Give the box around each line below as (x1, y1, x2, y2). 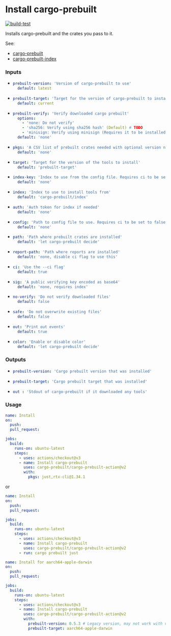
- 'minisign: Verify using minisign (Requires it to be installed (22, 130, 166, 135)
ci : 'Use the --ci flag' (12, 265, 66, 270)
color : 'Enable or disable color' (12, 339, 86, 344)
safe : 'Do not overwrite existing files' (12, 310, 102, 315)
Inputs (5, 68, 22, 75)
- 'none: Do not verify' (22, 120, 75, 126)
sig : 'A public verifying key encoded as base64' (12, 279, 121, 284)
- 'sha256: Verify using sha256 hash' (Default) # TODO (22, 125, 143, 130)
